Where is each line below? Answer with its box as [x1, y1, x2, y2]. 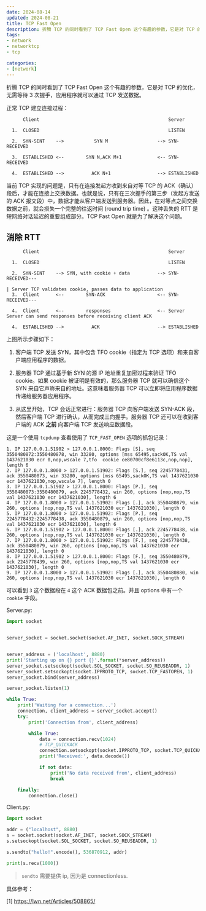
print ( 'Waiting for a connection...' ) [17, 702, 116, 708]
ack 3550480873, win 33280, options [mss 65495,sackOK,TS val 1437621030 [6, 473, 199, 479]
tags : [6, 32, 20, 38]
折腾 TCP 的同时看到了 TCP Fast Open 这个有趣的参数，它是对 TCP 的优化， [6, 84, 199, 91]
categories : [6, 60, 37, 66]
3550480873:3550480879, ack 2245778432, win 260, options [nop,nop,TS [6, 489, 191, 495]
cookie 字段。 [6, 594, 41, 602]
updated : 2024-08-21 [6, 15, 59, 21]
